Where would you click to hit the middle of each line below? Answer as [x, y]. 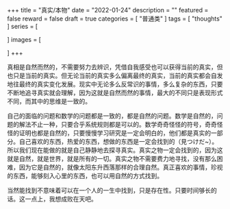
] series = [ [23, 26]
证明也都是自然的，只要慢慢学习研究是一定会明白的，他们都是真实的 [115, 133]
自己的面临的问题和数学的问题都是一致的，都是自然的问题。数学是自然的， [112, 116]
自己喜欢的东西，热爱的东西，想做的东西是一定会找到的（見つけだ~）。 [118, 142]
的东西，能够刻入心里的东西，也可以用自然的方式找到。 [85, 176]
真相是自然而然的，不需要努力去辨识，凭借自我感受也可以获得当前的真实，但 [115, 67]
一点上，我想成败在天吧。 [61, 199]
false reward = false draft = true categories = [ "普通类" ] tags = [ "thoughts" [115, 19]
